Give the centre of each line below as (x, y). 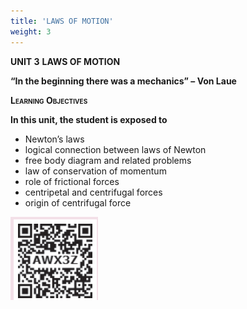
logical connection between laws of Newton (115, 149)
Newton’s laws (54, 139)
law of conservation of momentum (95, 171)
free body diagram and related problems (108, 160)
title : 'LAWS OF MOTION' (62, 21)
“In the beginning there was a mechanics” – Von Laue (123, 81)
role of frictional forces (72, 181)
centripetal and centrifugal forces (93, 192)
